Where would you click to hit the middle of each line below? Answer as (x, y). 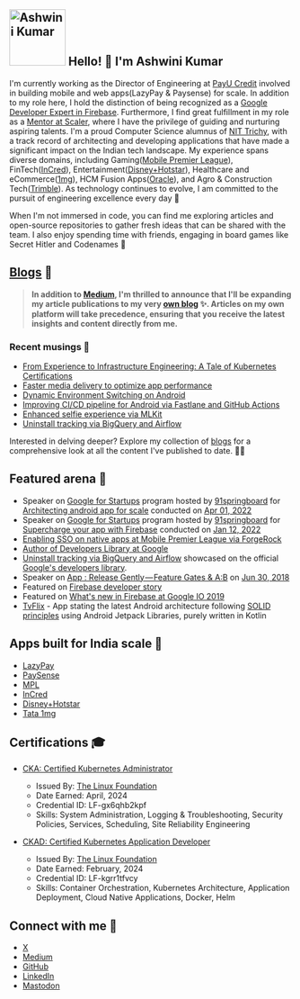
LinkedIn (38, 976)
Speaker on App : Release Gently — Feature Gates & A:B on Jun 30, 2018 (156, 577)
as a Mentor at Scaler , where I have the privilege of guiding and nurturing (145, 121)
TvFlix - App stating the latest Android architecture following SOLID (146, 606)
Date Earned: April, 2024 (81, 796)
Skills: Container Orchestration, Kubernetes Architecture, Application (163, 888)
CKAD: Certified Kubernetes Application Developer (116, 841)
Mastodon (41, 985)
